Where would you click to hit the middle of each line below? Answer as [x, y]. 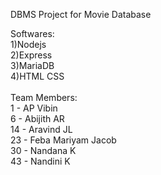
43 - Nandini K [40, 161]
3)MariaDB [32, 65]
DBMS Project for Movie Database [81, 14]
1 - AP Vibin [34, 108]
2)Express [31, 55]
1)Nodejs [28, 44]
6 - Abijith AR [37, 118]
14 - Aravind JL [41, 129]
